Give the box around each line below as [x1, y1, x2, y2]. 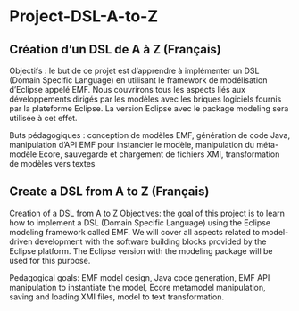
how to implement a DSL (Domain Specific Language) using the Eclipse [9, 217, 270, 228]
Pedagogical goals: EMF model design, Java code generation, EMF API [9, 272, 270, 282]
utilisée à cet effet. [9, 113, 78, 123]
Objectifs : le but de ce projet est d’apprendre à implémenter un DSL [9, 65, 260, 76]
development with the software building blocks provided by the [34, 236, 267, 247]
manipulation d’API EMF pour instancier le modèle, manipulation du [9, 140, 255, 150]
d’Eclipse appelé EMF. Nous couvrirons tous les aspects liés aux [9, 85, 246, 94]
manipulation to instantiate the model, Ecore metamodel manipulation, [9, 282, 266, 292]
